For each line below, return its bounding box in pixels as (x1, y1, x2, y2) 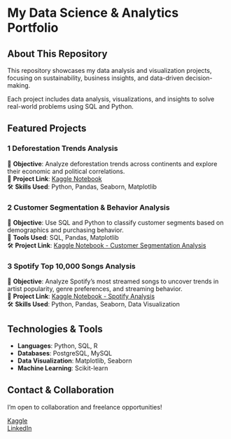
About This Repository (7, 48, 108, 60)
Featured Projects (7, 123, 87, 135)
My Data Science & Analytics (7, 5, 179, 21)
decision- (185, 74, 213, 82)
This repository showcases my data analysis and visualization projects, (7, 67, 212, 74)
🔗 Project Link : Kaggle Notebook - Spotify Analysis (7, 292, 155, 301)
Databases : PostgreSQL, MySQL (17, 349, 113, 358)
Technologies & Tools (7, 323, 103, 335)
